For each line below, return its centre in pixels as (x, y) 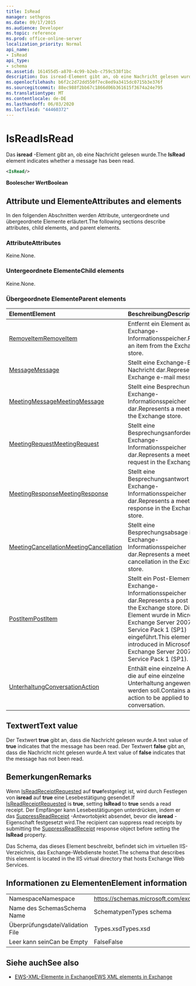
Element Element (32, 314)
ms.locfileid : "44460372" (37, 109)
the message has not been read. (45, 758)
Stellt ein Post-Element (159, 578)
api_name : (18, 50)
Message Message (34, 369)
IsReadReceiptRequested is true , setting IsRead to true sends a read (89, 803)
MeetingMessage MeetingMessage (57, 401)
